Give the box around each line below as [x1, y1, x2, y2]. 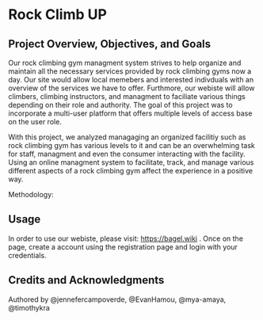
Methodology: [8, 190, 54, 199]
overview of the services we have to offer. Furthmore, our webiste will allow [8, 83, 255, 93]
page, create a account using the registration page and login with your [8, 242, 238, 251]
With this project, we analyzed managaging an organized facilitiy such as [8, 132, 246, 142]
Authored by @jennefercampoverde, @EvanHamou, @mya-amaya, [8, 295, 227, 304]
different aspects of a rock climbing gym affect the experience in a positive [8, 166, 253, 175]
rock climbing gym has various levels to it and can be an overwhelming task [8, 141, 256, 150]
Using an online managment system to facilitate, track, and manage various [8, 158, 254, 167]
